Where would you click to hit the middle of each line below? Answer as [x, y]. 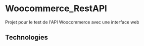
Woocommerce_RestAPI [56, 9]
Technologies [27, 37]
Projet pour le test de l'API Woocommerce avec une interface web [72, 22]
